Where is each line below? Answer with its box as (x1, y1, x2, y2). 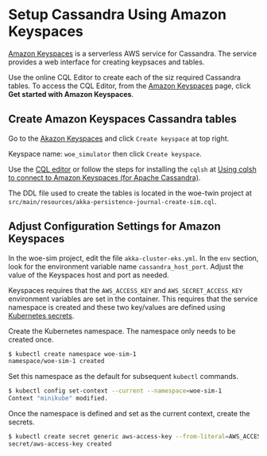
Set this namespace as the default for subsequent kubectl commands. (8, 372, 239, 381)
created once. (8, 334, 54, 344)
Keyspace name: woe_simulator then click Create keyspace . (8, 149, 203, 158)
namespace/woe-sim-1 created (8, 357, 105, 365)
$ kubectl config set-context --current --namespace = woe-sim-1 (8, 387, 222, 395)
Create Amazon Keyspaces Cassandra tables (8, 113, 237, 126)
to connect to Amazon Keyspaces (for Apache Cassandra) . (8, 172, 201, 182)
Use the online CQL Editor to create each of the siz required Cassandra (8, 72, 241, 82)
